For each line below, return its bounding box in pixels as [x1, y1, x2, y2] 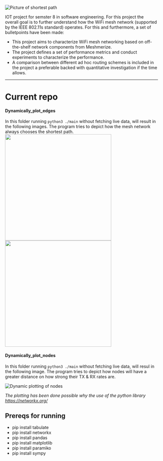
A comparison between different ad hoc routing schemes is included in [12, 60, 154, 65]
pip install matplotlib [12, 440, 52, 446]
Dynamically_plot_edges [5, 107, 56, 114]
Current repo [5, 91, 58, 102]
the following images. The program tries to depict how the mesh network [5, 124, 151, 130]
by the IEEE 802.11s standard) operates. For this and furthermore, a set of [5, 24, 151, 30]
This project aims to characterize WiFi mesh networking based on [12, 39, 144, 45]
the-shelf [12, 44, 31, 50]
